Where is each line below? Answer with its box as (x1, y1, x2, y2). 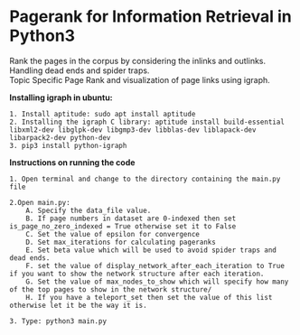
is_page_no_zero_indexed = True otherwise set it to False (9, 221, 237, 231)
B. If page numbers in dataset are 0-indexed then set (25, 214, 237, 223)
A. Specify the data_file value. (25, 206, 152, 215)
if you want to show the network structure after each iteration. (9, 269, 265, 278)
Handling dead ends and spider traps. (9, 65, 150, 76)
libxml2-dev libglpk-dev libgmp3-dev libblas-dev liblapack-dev (9, 125, 257, 135)
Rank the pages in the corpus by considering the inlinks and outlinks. (9, 55, 267, 66)
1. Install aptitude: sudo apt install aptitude (9, 109, 196, 118)
